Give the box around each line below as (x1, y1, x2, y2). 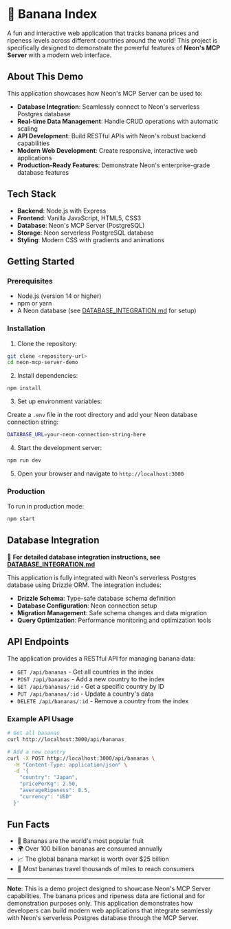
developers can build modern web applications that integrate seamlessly (7, 906, 213, 915)
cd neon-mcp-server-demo (7, 359, 78, 366)
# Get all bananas (7, 729, 60, 737)
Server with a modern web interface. (7, 51, 112, 59)
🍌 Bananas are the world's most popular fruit (16, 837, 144, 845)
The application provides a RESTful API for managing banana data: (7, 654, 196, 663)
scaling (16, 124, 38, 133)
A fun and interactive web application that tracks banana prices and (7, 29, 199, 37)
